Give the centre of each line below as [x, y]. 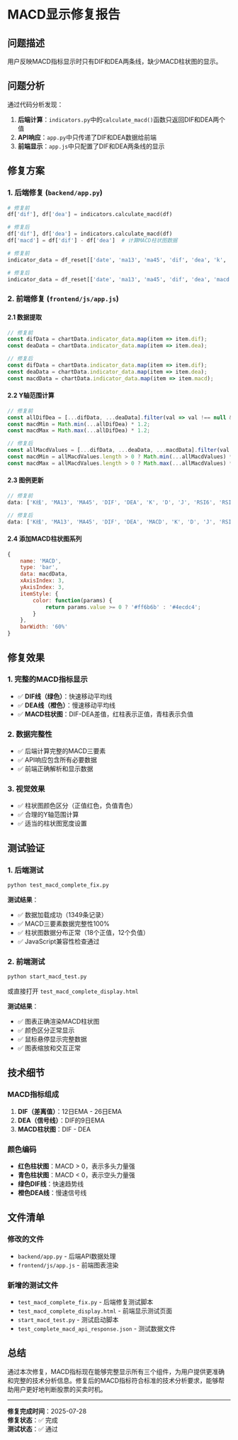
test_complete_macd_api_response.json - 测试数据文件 [96, 1328]
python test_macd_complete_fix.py [58, 885]
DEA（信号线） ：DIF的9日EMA [61, 1120]
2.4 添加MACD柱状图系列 [45, 539]
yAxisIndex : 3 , [42, 588]
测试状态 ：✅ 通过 [33, 1429]
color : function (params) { [73, 600]
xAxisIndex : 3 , [42, 581]
